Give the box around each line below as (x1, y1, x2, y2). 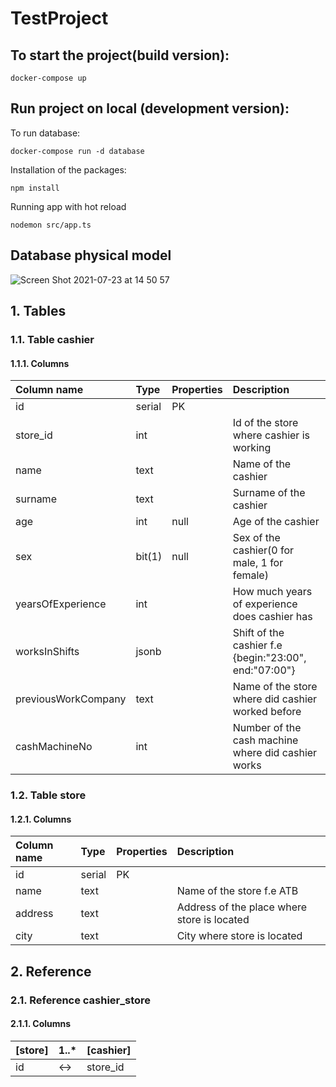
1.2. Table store (10, 788, 87, 802)
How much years (232, 585, 313, 599)
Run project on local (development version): (10, 100, 290, 117)
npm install (10, 183, 60, 193)
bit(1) (135, 550, 163, 564)
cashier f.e (232, 638, 283, 652)
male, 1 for (232, 556, 284, 570)
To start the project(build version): (10, 47, 230, 64)
